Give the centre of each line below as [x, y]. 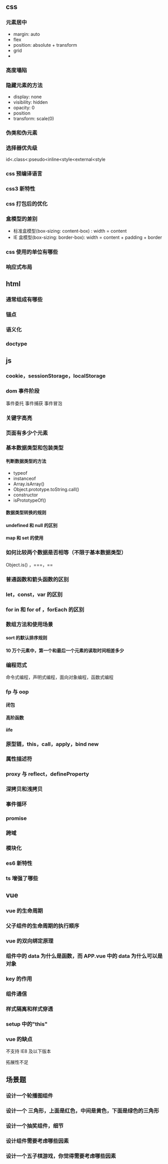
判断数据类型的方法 [26, 461]
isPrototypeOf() [30, 500]
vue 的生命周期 [24, 911]
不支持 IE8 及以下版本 [28, 1051]
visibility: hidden [30, 102]
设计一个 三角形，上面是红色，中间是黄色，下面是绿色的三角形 [82, 1111]
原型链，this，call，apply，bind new [52, 744]
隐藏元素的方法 [24, 85]
